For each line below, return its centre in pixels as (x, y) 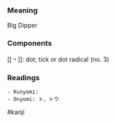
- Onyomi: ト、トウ (33, 99)
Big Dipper (23, 26)
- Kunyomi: (23, 92)
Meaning (23, 10)
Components (30, 44)
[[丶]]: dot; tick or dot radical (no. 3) (58, 59)
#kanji (16, 112)
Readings (24, 77)
